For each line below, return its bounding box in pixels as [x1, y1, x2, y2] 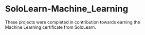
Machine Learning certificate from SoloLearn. [5, 24, 96, 30]
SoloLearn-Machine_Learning [5, 3, 128, 14]
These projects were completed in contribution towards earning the [5, 19, 140, 25]
